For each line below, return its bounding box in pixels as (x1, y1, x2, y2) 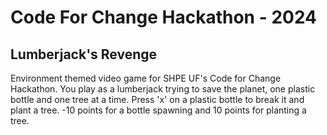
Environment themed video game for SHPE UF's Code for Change (10, 72, 282, 84)
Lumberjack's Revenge (10, 46, 158, 63)
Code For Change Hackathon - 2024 (10, 6, 318, 29)
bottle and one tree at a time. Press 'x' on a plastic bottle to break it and (10, 94, 305, 105)
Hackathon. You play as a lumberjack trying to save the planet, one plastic (10, 83, 316, 95)
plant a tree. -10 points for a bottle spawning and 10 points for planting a (10, 104, 307, 116)
